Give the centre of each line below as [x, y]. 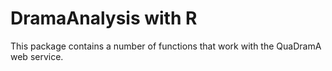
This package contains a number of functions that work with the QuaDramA [166, 46]
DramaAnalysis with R [104, 18]
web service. [37, 56]
